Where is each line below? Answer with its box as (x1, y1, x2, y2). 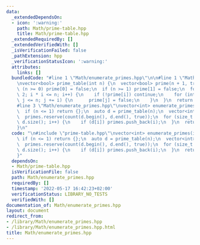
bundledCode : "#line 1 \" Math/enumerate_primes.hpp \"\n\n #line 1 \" (11, 75, 185, 81)
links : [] (17, 70, 42, 76)
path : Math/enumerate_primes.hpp (11, 175, 95, 181)
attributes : (11, 64, 42, 70)
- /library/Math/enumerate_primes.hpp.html (6, 224, 116, 230)
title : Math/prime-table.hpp (17, 31, 89, 37)
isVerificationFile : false (11, 169, 79, 175)
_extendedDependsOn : (11, 14, 62, 20)
